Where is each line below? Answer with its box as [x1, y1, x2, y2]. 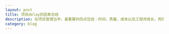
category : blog [5, 21, 37, 26]
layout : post [5, 7, 33, 12]
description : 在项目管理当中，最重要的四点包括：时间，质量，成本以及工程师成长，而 [5, 16, 162, 21]
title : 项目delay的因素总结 [5, 12, 59, 17]
